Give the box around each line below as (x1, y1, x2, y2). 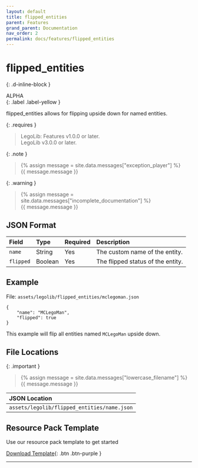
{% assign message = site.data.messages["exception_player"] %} (20, 161, 181, 168)
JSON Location (9, 394, 52, 403)
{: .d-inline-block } (6, 81, 51, 88)
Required (64, 238, 91, 246)
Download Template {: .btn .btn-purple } (6, 450, 102, 457)
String (36, 248, 53, 256)
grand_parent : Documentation (6, 25, 78, 31)
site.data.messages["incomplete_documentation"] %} (20, 197, 151, 204)
